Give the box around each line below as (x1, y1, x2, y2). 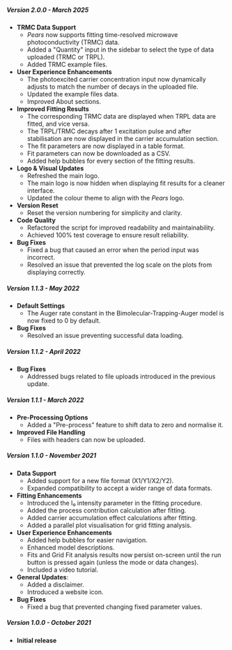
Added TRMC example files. (26, 60, 108, 68)
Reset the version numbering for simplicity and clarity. (26, 208, 183, 216)
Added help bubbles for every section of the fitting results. (26, 156, 196, 165)
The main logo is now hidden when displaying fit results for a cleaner (26, 179, 226, 187)
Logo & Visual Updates (16, 164, 84, 172)
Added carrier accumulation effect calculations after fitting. (26, 513, 197, 522)
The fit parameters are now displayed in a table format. (26, 142, 185, 150)
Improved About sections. (26, 97, 102, 105)
